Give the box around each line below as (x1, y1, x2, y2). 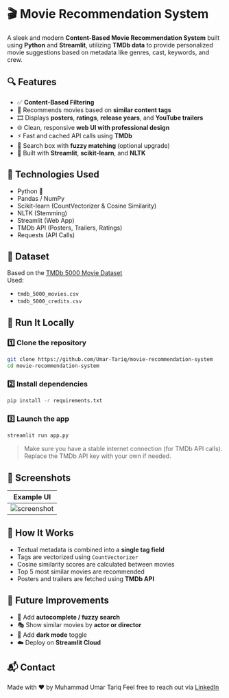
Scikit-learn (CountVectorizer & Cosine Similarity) (16, 201, 157, 210)
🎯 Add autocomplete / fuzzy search (16, 613, 120, 621)
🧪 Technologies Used (7, 168, 99, 180)
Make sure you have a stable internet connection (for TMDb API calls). (23, 445, 223, 453)
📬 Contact (7, 662, 56, 673)
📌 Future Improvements (7, 595, 110, 607)
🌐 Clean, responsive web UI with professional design (16, 123, 170, 131)
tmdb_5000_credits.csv (16, 298, 82, 305)
